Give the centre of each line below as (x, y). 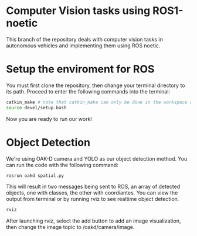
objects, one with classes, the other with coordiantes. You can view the (92, 193)
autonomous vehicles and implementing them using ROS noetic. (83, 46)
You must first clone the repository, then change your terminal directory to (96, 85)
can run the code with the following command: (62, 165)
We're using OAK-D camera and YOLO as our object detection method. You (97, 158)
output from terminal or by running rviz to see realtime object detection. (93, 199)
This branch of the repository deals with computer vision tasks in (84, 39)
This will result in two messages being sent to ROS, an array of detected (93, 187)
